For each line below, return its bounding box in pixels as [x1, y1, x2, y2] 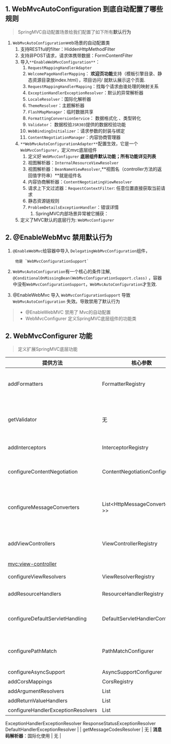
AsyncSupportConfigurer [102, 669, 162, 676]
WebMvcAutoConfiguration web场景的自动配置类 [12, 40, 110, 46]
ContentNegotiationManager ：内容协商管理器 [27, 134, 121, 140]
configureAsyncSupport [8, 669, 65, 676]
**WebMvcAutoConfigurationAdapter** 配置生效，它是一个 [20, 140, 138, 147]
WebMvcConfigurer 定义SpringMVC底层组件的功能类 [25, 315, 136, 322]
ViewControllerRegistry [102, 540, 158, 547]
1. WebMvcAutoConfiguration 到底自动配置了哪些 [5, 5, 163, 14]
